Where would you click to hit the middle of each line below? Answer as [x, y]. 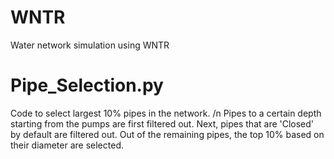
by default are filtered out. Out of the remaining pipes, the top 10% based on [167, 134]
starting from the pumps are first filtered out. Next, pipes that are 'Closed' [162, 123]
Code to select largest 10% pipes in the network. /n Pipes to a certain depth [166, 113]
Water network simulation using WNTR [90, 45]
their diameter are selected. [67, 145]
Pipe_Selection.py [87, 85]
